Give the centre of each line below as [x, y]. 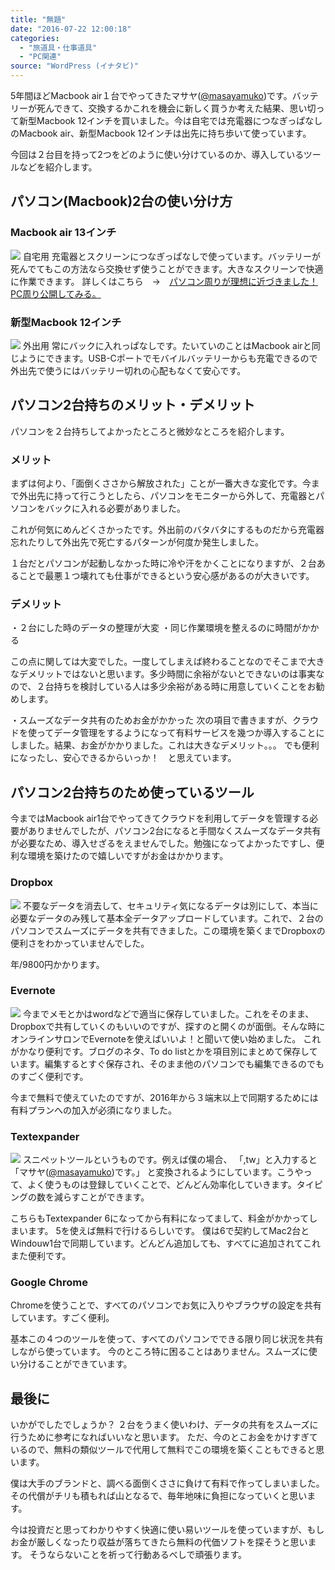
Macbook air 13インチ [63, 233]
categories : [35, 38]
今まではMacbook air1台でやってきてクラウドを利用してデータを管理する [160, 818]
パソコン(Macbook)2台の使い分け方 [121, 201]
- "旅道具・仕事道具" [58, 47]
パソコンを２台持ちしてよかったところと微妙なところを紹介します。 [150, 431]
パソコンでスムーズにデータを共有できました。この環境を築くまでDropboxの [168, 930]
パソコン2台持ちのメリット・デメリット [133, 405]
